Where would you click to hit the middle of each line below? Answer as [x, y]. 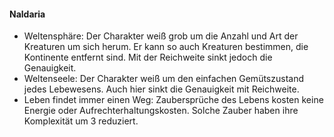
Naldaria [27, 14]
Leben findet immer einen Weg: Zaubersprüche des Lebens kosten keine [173, 100]
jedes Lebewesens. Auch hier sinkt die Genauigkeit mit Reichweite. [161, 89]
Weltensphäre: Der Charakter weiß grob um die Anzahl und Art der [161, 36]
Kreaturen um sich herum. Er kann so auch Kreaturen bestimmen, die [166, 47]
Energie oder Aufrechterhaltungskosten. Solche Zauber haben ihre [161, 111]
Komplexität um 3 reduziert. [81, 121]
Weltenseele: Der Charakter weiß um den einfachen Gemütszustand [163, 79]
